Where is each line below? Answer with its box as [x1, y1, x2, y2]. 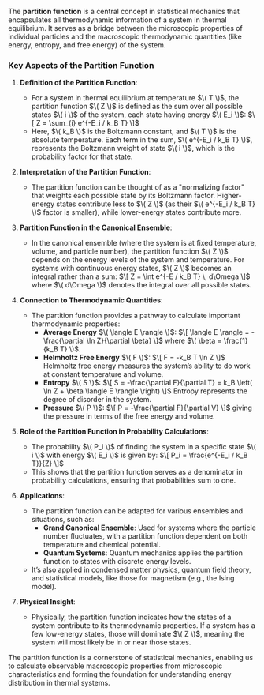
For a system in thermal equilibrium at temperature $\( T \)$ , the [31, 93, 240, 103]
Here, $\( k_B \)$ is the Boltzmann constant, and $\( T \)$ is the [31, 126, 237, 137]
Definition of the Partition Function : [19, 78, 138, 88]
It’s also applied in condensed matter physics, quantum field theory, [31, 565, 251, 575]
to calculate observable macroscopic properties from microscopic [8, 661, 223, 671]
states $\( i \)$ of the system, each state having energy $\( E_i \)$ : [31, 110, 247, 119]
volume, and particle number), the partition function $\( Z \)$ [31, 246, 229, 256]
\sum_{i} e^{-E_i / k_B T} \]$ [48, 118, 139, 128]
